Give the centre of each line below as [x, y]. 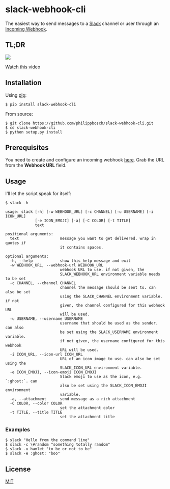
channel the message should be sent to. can [108, 288]
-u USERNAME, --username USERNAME [46, 319]
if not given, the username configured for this [112, 341]
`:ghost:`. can [21, 381]
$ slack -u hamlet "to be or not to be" [49, 449]
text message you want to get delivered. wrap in [83, 239]
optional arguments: [27, 256]
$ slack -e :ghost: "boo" [33, 454]
